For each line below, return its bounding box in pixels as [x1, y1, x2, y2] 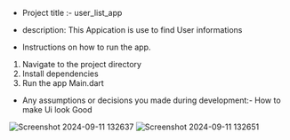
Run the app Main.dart [21, 78, 104, 88]
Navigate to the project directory [21, 59, 142, 69]
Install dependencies [21, 68, 100, 79]
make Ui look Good [21, 105, 93, 114]
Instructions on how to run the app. [21, 42, 151, 52]
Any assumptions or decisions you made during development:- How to [21, 95, 282, 105]
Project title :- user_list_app [21, 8, 123, 18]
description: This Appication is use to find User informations [21, 25, 243, 35]
